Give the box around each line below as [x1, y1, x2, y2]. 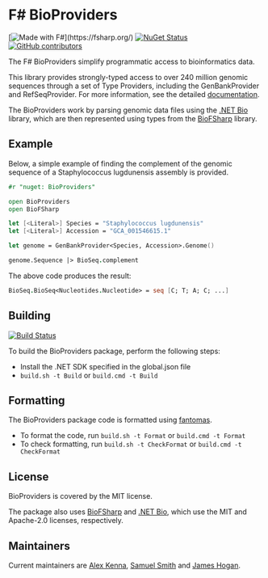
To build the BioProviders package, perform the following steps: [8, 346, 220, 356]
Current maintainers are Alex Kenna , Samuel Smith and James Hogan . [8, 560, 241, 570]
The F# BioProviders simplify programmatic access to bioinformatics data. [8, 57, 256, 66]
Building [8, 309, 51, 323]
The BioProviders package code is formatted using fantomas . [8, 415, 212, 425]
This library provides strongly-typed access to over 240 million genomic [8, 72, 249, 82]
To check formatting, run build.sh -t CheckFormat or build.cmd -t [19, 439, 242, 449]
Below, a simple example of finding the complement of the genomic [8, 158, 232, 168]
